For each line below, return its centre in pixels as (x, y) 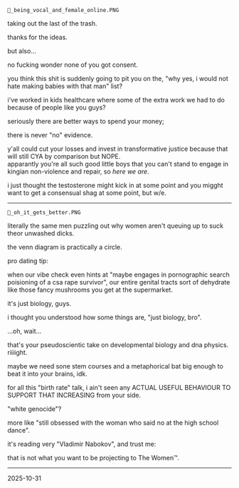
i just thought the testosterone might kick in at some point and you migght (115, 185)
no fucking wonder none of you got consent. (73, 65)
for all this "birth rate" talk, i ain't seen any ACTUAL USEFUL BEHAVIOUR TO (119, 387)
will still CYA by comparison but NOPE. (64, 156)
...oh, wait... (25, 331)
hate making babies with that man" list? (65, 86)
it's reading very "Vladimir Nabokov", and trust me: (82, 444)
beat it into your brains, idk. (47, 374)
